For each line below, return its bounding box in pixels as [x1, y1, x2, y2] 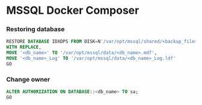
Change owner [6, 75, 50, 83]
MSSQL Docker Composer [6, 4, 139, 17]
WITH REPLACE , [6, 44, 42, 50]
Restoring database [6, 25, 65, 34]
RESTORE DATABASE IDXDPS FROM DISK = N [6, 38, 101, 45]
